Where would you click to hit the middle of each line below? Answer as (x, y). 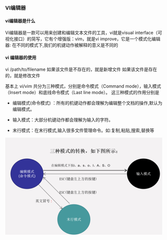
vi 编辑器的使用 (21, 57)
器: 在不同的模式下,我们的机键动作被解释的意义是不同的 (62, 45)
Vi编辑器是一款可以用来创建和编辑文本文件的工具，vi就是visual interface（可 (84, 33)
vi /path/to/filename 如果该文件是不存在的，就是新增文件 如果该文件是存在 (81, 69)
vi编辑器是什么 (20, 20)
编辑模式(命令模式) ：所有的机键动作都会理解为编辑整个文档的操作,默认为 (87, 103)
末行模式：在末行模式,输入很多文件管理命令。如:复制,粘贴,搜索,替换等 (83, 130)
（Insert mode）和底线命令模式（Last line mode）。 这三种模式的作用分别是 (82, 93)
